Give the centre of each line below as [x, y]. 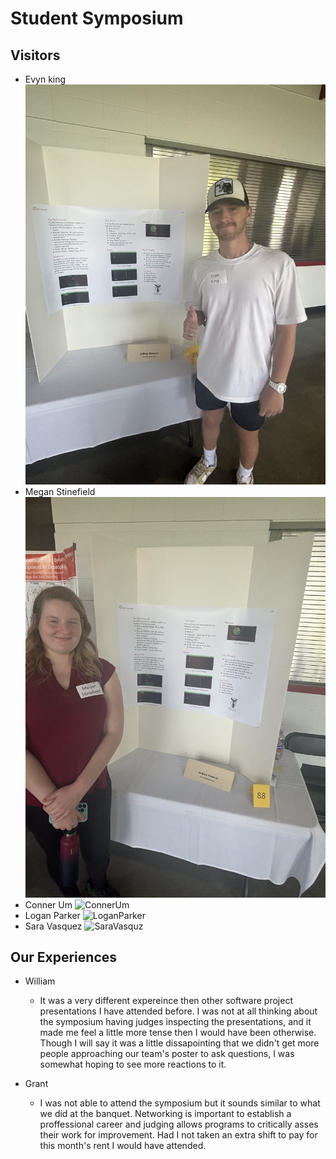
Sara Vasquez [53, 926]
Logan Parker [52, 915]
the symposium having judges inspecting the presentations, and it [175, 1022]
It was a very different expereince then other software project [166, 1001]
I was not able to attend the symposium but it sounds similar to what [180, 1103]
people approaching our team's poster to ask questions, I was [167, 1054]
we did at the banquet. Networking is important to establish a [165, 1114]
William [40, 981]
